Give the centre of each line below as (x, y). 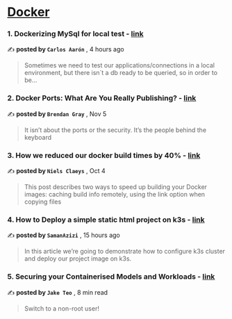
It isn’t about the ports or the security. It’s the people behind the (115, 130)
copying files (43, 202)
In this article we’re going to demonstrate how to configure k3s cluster (125, 252)
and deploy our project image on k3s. (78, 259)
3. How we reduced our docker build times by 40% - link (104, 155)
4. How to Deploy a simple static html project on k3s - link (106, 220)
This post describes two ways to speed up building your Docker (115, 187)
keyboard (38, 137)
